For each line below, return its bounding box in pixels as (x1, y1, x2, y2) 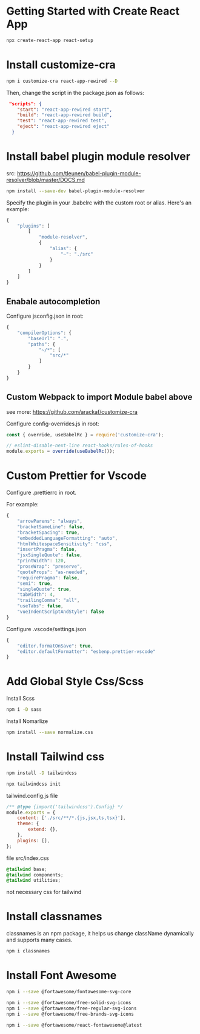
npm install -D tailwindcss (6, 770, 78, 776)
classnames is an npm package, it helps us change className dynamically (6, 930, 194, 937)
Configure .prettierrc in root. (6, 489, 77, 497)
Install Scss (6, 695, 35, 702)
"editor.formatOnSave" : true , (17, 643, 94, 649)
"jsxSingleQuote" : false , (17, 552, 83, 558)
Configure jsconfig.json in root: (6, 312, 84, 320)
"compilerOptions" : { (17, 330, 72, 336)
